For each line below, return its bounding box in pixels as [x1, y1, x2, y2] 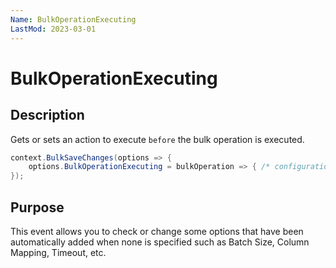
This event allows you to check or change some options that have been [10, 225, 304, 237]
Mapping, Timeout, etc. [10, 246, 107, 258]
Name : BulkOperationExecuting [10, 14, 137, 25]
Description [10, 107, 85, 124]
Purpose [10, 199, 65, 216]
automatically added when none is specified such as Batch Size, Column [10, 236, 310, 248]
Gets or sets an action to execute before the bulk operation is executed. [10, 133, 305, 145]
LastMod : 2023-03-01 [10, 24, 97, 34]
